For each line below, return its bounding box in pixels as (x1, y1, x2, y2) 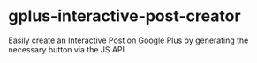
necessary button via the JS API (8, 44, 125, 54)
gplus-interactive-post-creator (8, 6, 241, 26)
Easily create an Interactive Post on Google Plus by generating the (8, 35, 249, 45)
